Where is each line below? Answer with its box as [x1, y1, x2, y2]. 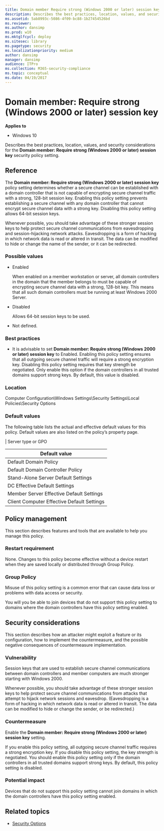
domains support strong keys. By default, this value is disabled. [12, 372, 140, 378]
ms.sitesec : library [5, 39, 47, 44]
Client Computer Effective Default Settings [7, 498, 105, 505]
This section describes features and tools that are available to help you [5, 527, 147, 533]
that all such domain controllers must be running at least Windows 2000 [12, 289, 157, 295]
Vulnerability [5, 654, 37, 661]
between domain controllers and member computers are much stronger [5, 671, 149, 677]
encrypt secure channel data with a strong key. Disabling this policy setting [5, 205, 156, 211]
